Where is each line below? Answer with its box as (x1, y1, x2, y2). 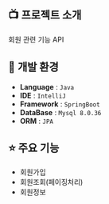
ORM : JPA (19, 116, 54, 126)
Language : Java (19, 82, 74, 91)
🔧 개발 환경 (8, 60, 60, 74)
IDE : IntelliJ (19, 90, 66, 100)
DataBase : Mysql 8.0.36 (19, 107, 102, 117)
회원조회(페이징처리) (19, 178, 84, 187)
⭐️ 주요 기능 (8, 142, 60, 155)
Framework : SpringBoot (19, 99, 101, 109)
